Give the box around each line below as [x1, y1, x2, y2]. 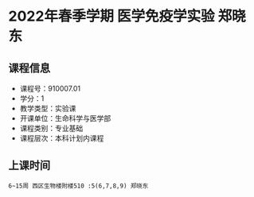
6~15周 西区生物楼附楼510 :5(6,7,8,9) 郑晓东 [8, 182, 149, 190]
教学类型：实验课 [19, 104, 76, 113]
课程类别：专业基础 [19, 124, 84, 133]
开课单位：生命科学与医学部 [19, 114, 111, 123]
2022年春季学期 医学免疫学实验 [8, 7, 215, 25]
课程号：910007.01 [19, 84, 81, 93]
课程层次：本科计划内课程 [19, 133, 104, 143]
